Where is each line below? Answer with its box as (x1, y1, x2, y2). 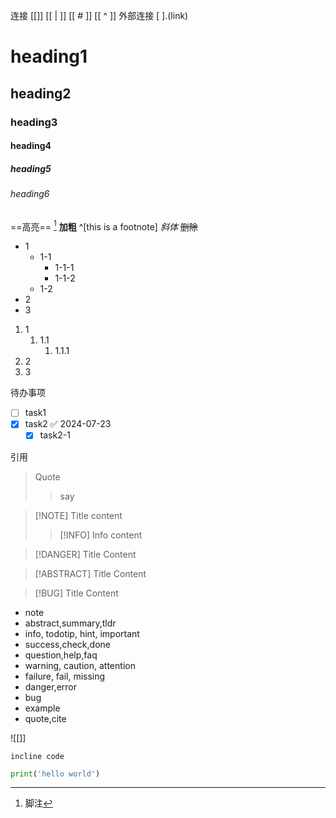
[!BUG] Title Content (34, 587, 119, 599)
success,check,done (24, 638, 111, 650)
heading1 (10, 45, 88, 68)
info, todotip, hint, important (24, 627, 140, 639)
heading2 (10, 85, 72, 102)
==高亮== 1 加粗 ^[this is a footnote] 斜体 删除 (10, 219, 198, 233)
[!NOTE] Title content (34, 509, 123, 521)
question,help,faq (24, 649, 98, 661)
